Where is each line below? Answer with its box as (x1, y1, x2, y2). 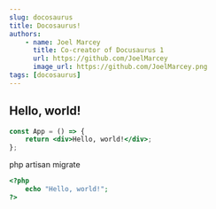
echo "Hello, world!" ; (25, 185, 109, 194)
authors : (9, 29, 42, 38)
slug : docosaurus (9, 12, 73, 22)
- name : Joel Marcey (25, 37, 101, 47)
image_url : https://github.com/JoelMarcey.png (32, 63, 208, 72)
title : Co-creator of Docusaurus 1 (32, 46, 165, 55)
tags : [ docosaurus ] (9, 71, 81, 80)
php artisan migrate (9, 159, 81, 170)
